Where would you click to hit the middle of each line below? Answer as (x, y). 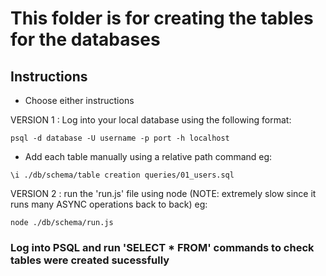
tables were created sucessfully (90, 260)
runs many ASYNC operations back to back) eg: (109, 204)
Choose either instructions (79, 100)
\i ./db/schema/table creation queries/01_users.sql (122, 175)
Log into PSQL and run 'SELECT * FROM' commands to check (162, 247)
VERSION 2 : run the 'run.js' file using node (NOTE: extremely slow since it (163, 193)
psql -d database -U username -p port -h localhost (120, 138)
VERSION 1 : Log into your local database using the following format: (151, 120)
